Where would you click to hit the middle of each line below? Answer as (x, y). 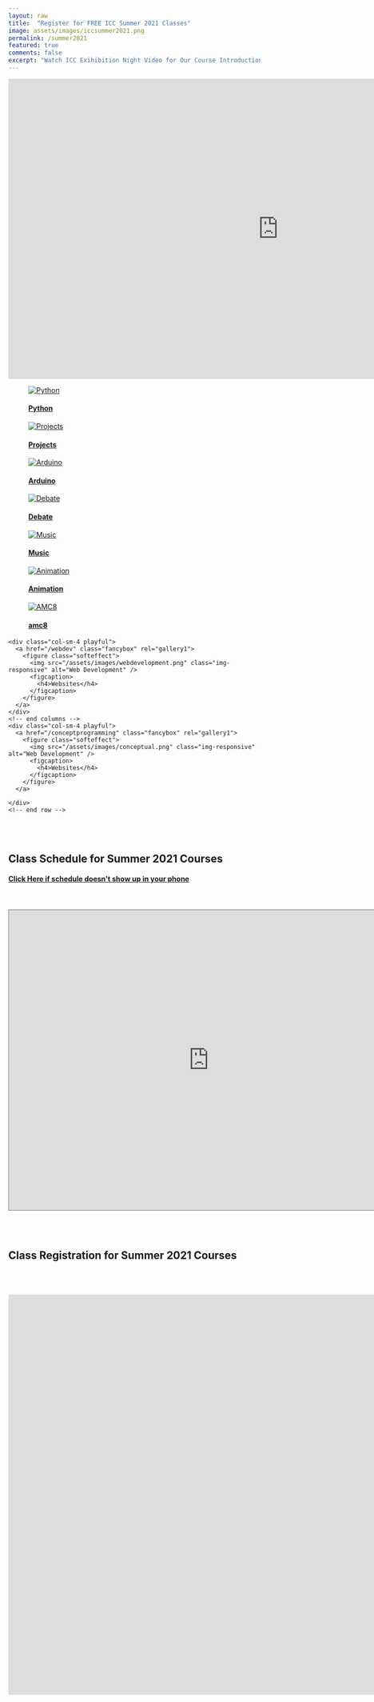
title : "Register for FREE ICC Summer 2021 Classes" (100, 23)
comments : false (35, 53)
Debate (41, 517)
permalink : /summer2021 (48, 38)
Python (41, 408)
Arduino (42, 480)
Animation (46, 589)
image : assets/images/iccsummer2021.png (77, 30)
